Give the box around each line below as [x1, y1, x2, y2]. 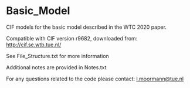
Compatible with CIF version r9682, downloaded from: [6, 35, 138, 42]
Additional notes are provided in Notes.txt [6, 63, 107, 71]
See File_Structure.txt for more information [6, 52, 110, 59]
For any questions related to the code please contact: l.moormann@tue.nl [6, 75, 184, 82]
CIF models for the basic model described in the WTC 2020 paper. [6, 23, 167, 31]
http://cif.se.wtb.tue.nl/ [6, 41, 62, 48]
